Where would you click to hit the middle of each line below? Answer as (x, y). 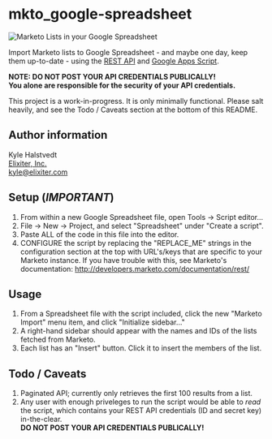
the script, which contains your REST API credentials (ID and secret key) (141, 411)
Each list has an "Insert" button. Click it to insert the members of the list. (141, 348)
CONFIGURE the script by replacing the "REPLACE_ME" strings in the (136, 243)
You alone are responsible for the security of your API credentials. (122, 85)
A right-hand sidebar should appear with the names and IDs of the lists (138, 331)
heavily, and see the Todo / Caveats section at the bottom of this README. (133, 110)
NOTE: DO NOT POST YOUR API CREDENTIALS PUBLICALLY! (112, 76)
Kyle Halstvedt (33, 154)
